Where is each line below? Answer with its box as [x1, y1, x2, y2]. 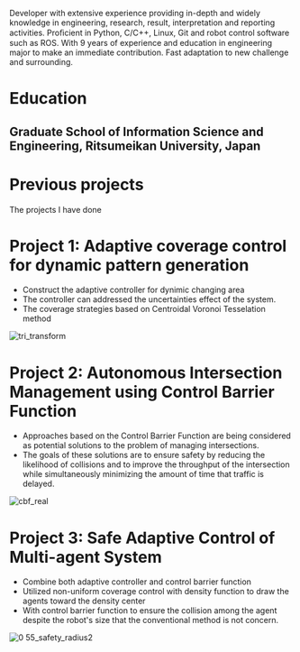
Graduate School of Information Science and [9, 124, 264, 139]
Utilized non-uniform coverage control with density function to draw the [22, 586, 290, 597]
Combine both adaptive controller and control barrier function [22, 576, 252, 587]
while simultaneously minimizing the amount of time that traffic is [22, 469, 264, 480]
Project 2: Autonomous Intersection [9, 363, 283, 382]
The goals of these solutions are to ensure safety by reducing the [22, 450, 266, 461]
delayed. [22, 478, 55, 490]
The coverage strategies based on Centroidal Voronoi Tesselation [22, 304, 266, 315]
